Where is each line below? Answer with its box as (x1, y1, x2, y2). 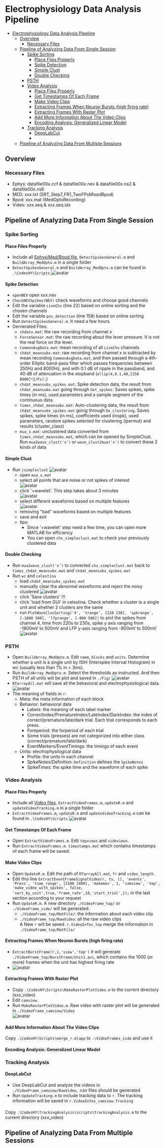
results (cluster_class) (19, 423, 65, 429)
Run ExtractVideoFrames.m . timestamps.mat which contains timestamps (12, 843, 156, 849)
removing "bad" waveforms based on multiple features (19, 509, 132, 515)
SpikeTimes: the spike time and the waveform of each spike (27, 764, 148, 770)
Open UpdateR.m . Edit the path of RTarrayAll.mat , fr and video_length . (12, 871, 155, 876)
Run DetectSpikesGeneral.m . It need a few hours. (12, 318, 111, 324)
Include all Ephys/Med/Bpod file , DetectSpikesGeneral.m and (12, 254, 135, 260)
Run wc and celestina (12, 573, 56, 579)
